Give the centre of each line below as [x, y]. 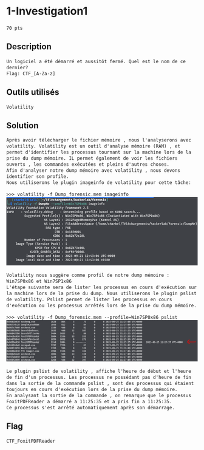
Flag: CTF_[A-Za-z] [31, 73]
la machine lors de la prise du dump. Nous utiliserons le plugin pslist [102, 294]
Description [29, 47]
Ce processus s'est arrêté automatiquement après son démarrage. [90, 408]
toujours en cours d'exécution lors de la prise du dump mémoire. [92, 390]
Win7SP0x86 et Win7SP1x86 [39, 281]
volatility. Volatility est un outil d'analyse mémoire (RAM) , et [93, 146]
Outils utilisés [33, 92]
